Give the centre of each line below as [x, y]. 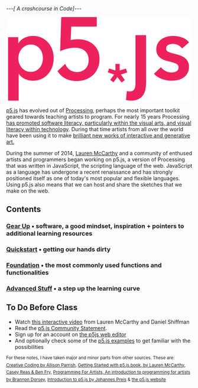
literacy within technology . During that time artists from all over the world [95, 129]
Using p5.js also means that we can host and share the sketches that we [94, 185]
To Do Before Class [42, 307]
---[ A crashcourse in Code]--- [44, 9]
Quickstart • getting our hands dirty [59, 249]
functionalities [27, 273]
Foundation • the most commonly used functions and [84, 265]
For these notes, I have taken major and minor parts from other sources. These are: [90, 358]
